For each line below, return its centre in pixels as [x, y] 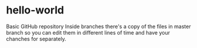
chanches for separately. [36, 39]
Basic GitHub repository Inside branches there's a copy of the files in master [98, 26]
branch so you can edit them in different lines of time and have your [88, 32]
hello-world [35, 10]
